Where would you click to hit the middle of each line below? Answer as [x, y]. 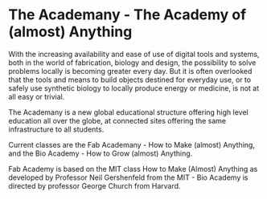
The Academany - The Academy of [127, 15]
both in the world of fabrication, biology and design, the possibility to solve [132, 63]
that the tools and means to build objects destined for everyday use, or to [130, 79]
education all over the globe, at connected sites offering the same [117, 120]
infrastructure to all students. [56, 129]
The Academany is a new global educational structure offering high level [128, 112]
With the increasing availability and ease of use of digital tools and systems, [134, 54]
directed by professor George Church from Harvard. [94, 185]
